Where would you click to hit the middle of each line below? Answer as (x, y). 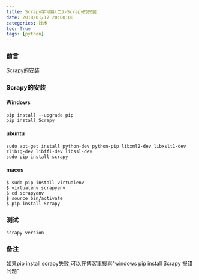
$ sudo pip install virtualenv (45, 183)
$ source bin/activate (34, 198)
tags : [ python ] (25, 34)
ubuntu (16, 133)
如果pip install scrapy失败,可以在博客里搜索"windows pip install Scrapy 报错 (99, 263)
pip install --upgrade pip (40, 115)
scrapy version (25, 233)
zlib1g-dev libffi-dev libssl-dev (49, 151)
